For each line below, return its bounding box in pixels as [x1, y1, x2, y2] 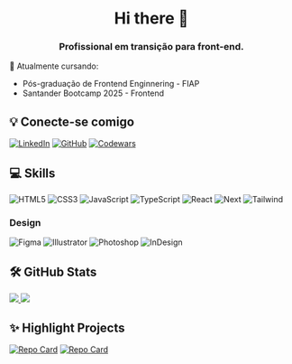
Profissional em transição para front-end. [58, 41, 245, 53]
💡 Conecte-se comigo [9, 114, 135, 129]
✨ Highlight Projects [9, 320, 125, 335]
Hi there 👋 [114, 8, 189, 29]
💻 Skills [9, 165, 56, 181]
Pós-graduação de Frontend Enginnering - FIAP [22, 79, 200, 89]
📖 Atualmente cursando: [9, 61, 99, 71]
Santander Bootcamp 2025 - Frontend [22, 88, 165, 98]
